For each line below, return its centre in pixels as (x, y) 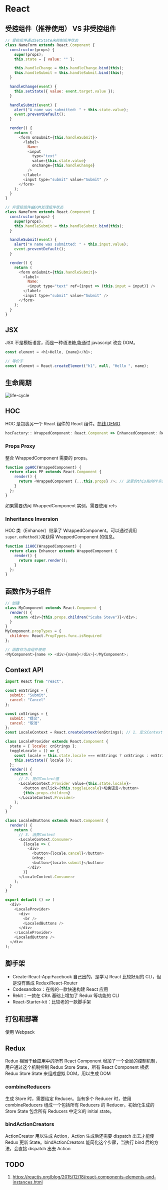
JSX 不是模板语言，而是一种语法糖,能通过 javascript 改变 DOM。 (71, 343)
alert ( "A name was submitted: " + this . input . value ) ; (71, 244)
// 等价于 (14, 361)
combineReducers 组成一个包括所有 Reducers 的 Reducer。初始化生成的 (80, 1105)
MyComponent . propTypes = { (33, 631)
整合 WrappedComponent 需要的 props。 (48, 457)
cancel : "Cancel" (28, 700)
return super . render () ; (43, 560)
